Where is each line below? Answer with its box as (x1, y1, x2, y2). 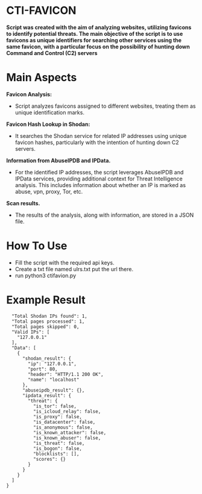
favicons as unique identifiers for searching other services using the (6, 36, 182, 44)
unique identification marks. (14, 108, 84, 116)
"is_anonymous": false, (33, 424, 93, 430)
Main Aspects (6, 71, 77, 85)
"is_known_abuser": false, (33, 435, 101, 441)
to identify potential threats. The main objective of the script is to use (6, 30, 183, 37)
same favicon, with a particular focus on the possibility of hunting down (6, 43, 190, 50)
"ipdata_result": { (22, 392, 71, 398)
